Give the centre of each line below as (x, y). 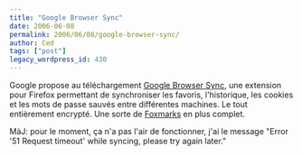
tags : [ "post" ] (38, 51)
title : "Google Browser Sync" (66, 18)
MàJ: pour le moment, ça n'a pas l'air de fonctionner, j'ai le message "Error (149, 131)
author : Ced (32, 43)
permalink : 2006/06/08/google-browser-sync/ (94, 34)
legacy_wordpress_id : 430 (58, 59)
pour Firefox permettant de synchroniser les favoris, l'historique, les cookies (151, 95)
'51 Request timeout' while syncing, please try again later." (118, 141)
